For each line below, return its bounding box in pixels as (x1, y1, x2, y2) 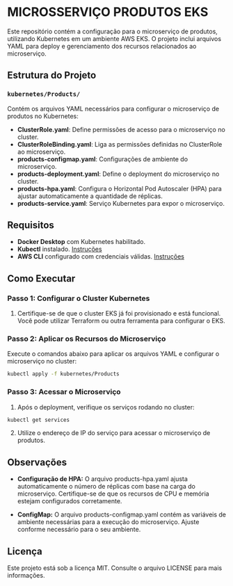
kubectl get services (7, 416, 70, 423)
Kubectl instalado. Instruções (17, 245, 102, 254)
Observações (7, 456, 67, 468)
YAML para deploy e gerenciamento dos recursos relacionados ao (7, 42, 197, 50)
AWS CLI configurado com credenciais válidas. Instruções (17, 252, 184, 261)
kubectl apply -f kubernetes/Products (7, 371, 120, 377)
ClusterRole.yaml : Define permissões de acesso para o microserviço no (17, 125, 226, 133)
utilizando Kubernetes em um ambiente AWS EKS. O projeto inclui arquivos (7, 34, 221, 42)
